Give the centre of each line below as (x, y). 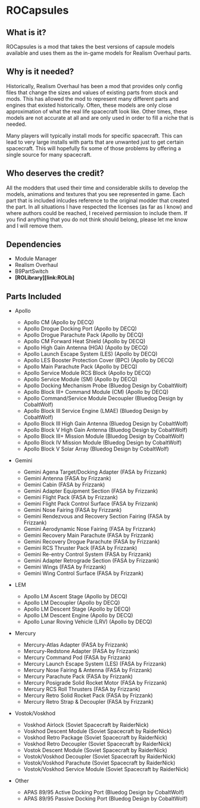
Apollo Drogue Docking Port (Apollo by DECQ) (80, 329)
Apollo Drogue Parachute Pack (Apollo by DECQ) (84, 335)
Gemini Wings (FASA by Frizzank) (65, 567)
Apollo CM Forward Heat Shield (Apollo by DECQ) (85, 341)
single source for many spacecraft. (49, 154)
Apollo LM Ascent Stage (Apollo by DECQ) (76, 596)
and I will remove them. (35, 226)
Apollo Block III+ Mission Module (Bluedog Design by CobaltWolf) (104, 436)
